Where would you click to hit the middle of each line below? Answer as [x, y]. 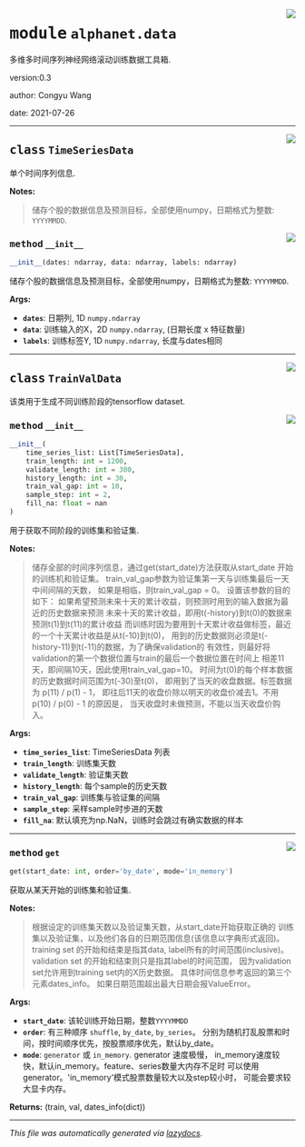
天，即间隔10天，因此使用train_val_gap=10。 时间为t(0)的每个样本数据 [162, 669]
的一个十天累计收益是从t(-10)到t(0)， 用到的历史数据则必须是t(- [150, 635]
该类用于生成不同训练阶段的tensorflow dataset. [98, 401]
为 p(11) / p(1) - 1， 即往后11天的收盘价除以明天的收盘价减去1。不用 [155, 692]
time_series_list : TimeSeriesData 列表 [96, 752]
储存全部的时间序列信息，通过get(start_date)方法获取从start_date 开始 [162, 567]
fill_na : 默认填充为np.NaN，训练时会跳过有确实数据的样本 [133, 820]
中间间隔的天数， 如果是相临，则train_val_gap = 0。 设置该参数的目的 [161, 590]
